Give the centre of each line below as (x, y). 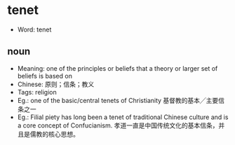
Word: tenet (34, 29)
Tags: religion (37, 92)
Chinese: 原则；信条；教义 (56, 84)
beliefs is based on (45, 76)
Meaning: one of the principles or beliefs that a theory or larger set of (117, 68)
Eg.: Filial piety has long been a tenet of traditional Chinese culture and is (123, 117)
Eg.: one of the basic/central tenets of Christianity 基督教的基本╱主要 (118, 100)
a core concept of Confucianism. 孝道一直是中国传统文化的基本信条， (118, 125)
